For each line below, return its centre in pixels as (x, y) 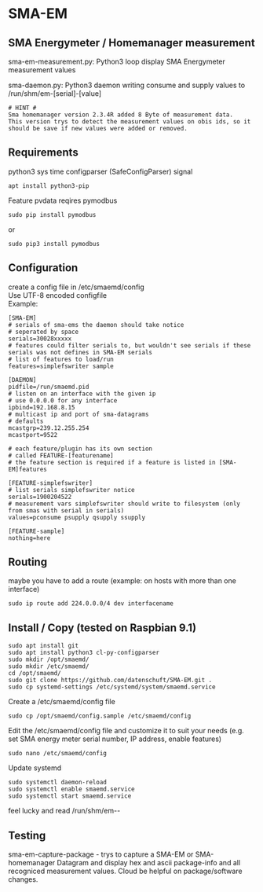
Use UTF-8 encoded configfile (58, 295)
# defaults (26, 421)
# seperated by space (44, 332)
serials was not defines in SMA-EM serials (80, 352)
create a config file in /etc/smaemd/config (77, 287)
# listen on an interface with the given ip (82, 394)
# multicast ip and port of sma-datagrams (79, 414)
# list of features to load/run (61, 359)
